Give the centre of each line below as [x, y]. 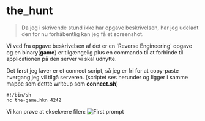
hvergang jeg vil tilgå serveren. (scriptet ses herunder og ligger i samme [97, 77]
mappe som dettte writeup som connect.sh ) [62, 84]
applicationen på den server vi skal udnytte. [61, 59]
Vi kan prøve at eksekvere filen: [46, 111]
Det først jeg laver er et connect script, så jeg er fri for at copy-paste [93, 70]
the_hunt [30, 11]
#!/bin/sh [19, 95]
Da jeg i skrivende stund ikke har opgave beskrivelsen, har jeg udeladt [110, 28]
